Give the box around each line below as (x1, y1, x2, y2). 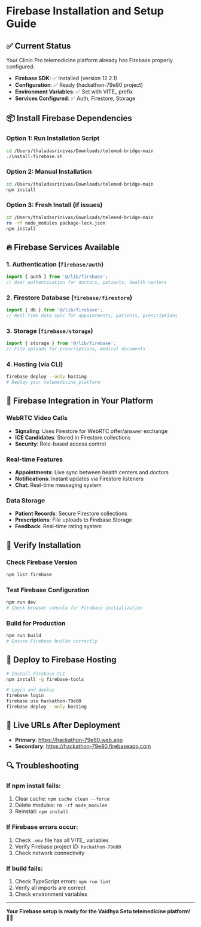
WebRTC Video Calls (6, 414, 68, 422)
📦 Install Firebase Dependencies (6, 113, 133, 123)
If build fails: (6, 864, 43, 873)
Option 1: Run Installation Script (6, 134, 100, 143)
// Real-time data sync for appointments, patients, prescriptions (6, 313, 178, 319)
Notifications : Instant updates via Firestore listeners (14, 475, 144, 482)
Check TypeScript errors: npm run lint (14, 878, 111, 885)
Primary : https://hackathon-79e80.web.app (14, 736, 123, 743)
